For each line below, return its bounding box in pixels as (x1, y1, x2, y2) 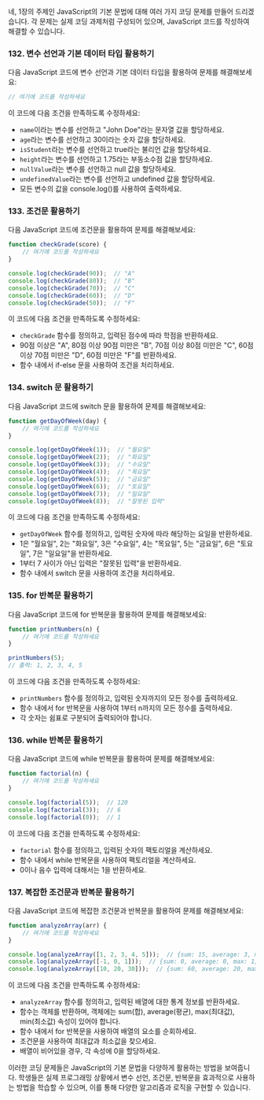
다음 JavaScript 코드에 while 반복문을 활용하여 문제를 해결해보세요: (8, 754, 214, 764)
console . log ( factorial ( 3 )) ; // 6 (8, 806, 122, 813)
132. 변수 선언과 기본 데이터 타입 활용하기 (8, 48, 155, 59)
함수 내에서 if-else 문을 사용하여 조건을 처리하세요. (19, 361, 174, 370)
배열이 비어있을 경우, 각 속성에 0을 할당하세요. (19, 1046, 161, 1056)
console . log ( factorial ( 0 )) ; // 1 (8, 813, 122, 821)
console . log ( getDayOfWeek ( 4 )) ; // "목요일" (8, 468, 152, 476)
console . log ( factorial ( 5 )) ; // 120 (8, 798, 128, 806)
